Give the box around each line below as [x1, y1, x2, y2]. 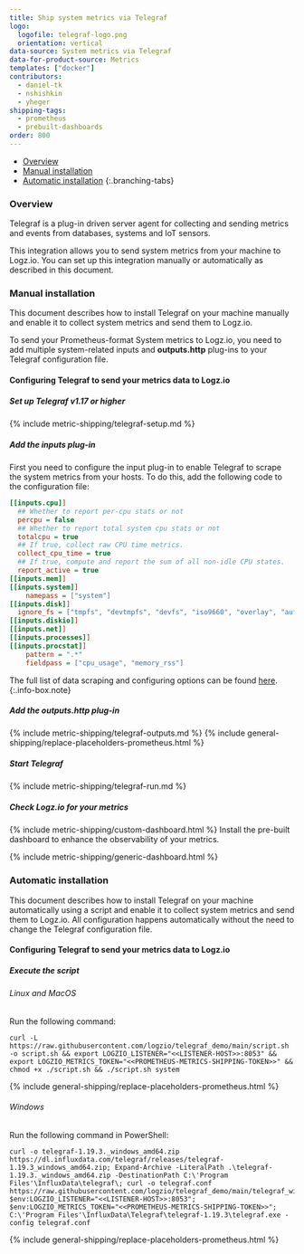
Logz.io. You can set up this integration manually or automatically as [9, 255, 264, 266]
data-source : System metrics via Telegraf [9, 47, 172, 56]
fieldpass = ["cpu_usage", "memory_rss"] [25, 658, 184, 668]
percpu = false [17, 515, 75, 525]
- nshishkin [17, 89, 63, 98]
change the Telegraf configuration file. [9, 924, 153, 935]
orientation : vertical [17, 38, 103, 48]
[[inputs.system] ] [9, 583, 79, 592]
